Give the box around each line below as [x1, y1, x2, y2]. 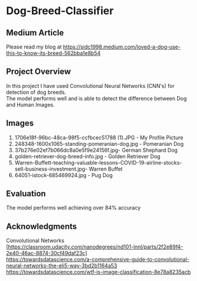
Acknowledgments [6, 221, 78, 231]
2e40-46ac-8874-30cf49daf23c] [6, 250, 88, 257]
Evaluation [6, 189, 46, 199]
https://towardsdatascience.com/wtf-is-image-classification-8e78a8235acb [6, 269, 191, 276]
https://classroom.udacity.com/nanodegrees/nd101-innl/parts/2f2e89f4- [8, 243, 183, 250]
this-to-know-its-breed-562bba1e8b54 [6, 50, 101, 57]
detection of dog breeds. [6, 89, 66, 96]
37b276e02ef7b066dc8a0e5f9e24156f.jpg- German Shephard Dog [14, 146, 178, 153]
